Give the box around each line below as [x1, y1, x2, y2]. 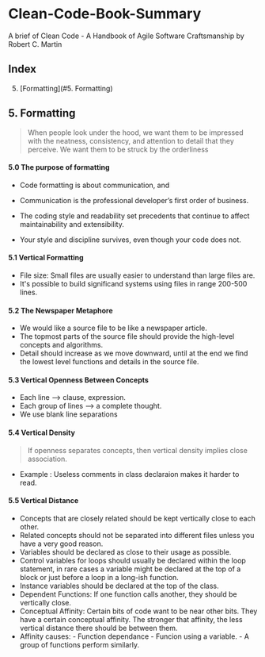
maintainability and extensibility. [19, 219, 124, 229]
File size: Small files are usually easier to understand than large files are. [19, 271, 256, 280]
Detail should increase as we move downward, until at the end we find [19, 348, 248, 358]
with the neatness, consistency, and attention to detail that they [27, 136, 235, 145]
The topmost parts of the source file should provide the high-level [19, 332, 235, 341]
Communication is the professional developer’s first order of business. [19, 195, 249, 205]
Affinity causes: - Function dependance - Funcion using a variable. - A [19, 632, 249, 641]
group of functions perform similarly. [19, 640, 140, 649]
